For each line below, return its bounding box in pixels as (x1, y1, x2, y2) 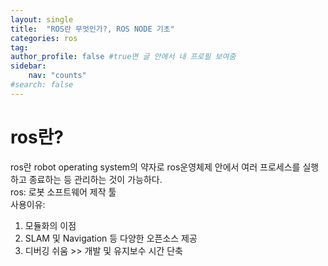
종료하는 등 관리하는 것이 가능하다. (28, 173, 163, 185)
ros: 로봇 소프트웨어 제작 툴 (10, 186, 117, 198)
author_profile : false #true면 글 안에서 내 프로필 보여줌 (10, 52, 237, 62)
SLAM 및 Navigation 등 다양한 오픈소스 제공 (24, 232, 198, 244)
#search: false (10, 80, 74, 90)
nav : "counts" (28, 71, 87, 81)
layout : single (10, 14, 74, 25)
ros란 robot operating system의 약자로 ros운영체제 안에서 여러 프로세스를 (10, 161, 301, 173)
